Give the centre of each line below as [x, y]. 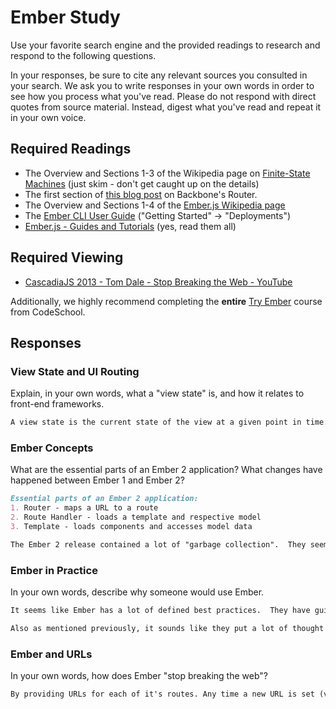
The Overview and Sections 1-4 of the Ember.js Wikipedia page [155, 205]
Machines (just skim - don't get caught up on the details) [142, 183]
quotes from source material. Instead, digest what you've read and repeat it [166, 107]
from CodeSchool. [48, 312]
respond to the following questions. [83, 55]
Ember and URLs [51, 654]
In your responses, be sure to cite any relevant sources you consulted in [159, 75]
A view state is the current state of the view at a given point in [156, 422]
